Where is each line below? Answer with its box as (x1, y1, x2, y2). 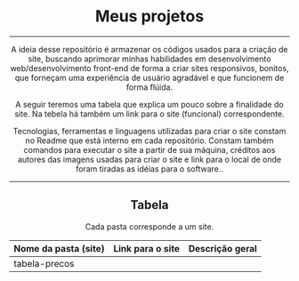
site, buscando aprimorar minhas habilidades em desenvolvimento (28, 53, 271, 64)
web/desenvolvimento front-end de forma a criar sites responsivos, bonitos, (10, 62, 289, 73)
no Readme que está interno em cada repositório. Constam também (25, 135, 274, 146)
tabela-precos (13, 257, 75, 269)
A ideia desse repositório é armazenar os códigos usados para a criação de (11, 44, 288, 54)
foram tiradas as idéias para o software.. (75, 163, 224, 174)
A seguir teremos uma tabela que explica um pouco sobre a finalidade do (15, 99, 284, 109)
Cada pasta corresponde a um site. (85, 221, 214, 232)
